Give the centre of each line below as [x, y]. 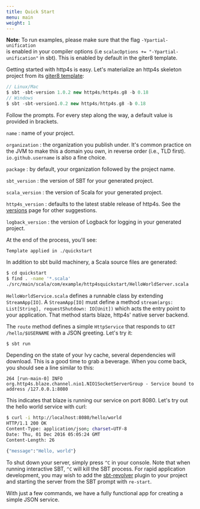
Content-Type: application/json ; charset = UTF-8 [67, 429]
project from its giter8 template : [45, 76]
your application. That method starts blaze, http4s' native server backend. [98, 315]
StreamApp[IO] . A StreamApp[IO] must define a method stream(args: [90, 302]
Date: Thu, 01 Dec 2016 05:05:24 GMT [53, 435]
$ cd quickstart [26, 273]
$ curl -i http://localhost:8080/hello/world [64, 418]
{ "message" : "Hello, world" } [41, 451]
